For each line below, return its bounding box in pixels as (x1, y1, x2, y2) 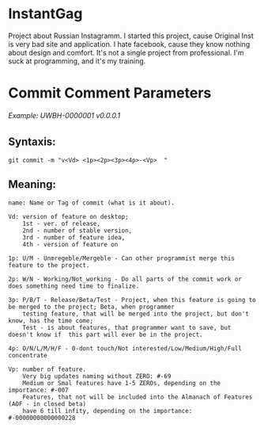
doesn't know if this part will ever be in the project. (8, 331, 203, 338)
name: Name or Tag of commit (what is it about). (8, 199, 175, 207)
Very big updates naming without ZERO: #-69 (22, 372, 172, 380)
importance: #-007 (8, 386, 69, 394)
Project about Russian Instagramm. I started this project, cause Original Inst (8, 31, 255, 40)
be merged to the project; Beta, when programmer (8, 303, 175, 311)
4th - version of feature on (22, 240, 119, 248)
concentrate (8, 351, 47, 359)
